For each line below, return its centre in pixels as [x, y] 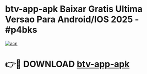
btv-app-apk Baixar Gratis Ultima [74, 9]
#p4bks [21, 30]
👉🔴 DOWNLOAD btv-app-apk [67, 64]
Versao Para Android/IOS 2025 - [72, 19]
